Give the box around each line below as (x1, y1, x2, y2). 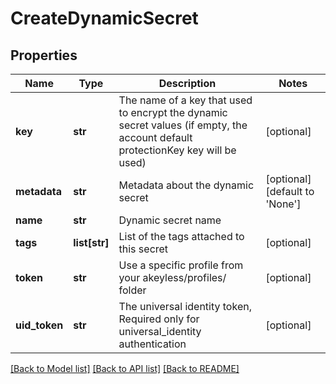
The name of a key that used (118, 93, 253, 107)
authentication (118, 337, 187, 351)
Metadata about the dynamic (118, 178, 255, 192)
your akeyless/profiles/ (118, 271, 227, 284)
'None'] (265, 197, 302, 211)
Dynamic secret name (118, 213, 222, 227)
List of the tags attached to (118, 230, 245, 243)
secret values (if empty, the (118, 118, 248, 132)
